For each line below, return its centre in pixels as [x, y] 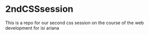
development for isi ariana [32, 28]
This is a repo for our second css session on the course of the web [75, 23]
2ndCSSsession [40, 9]
